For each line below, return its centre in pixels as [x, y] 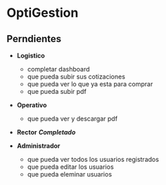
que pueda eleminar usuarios [70, 174]
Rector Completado [46, 132]
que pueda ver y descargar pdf [72, 118]
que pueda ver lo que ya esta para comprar [90, 84]
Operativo [32, 105]
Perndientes [34, 39]
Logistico [31, 55]
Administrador [38, 146]
